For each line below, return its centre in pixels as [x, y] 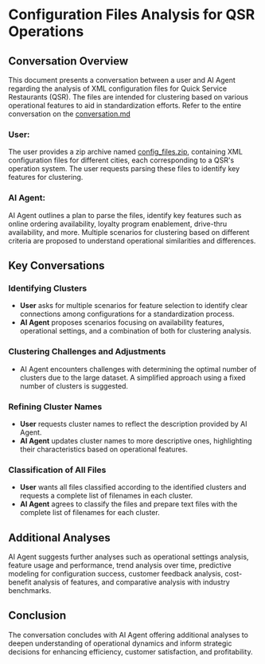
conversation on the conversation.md [70, 114]
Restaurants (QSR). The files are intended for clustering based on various [129, 97]
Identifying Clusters [48, 288]
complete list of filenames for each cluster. [90, 513]
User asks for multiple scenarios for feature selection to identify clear [134, 306]
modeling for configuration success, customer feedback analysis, [116, 573]
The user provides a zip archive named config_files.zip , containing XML [125, 152]
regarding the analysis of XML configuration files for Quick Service [118, 88]
